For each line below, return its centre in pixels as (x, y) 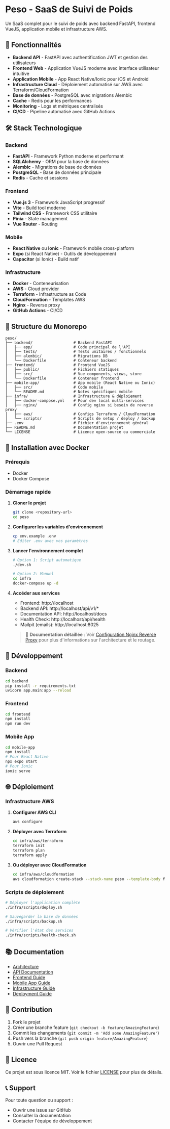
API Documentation (33, 972)
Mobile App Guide (31, 983)
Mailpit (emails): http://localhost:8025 (59, 625)
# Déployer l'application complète (43, 903)
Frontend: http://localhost (47, 603)
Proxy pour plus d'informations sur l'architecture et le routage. (90, 640)
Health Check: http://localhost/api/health (63, 619)
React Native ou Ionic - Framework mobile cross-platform (73, 248)
